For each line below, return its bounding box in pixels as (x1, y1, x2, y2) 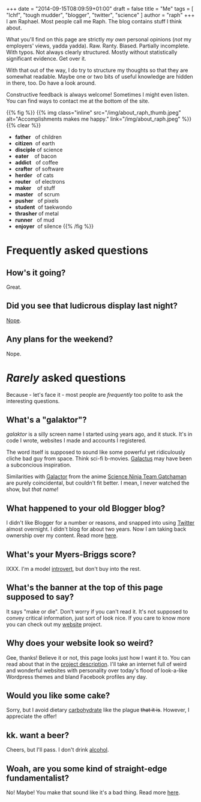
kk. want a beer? (6, 730, 70, 740)
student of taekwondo (14, 204, 73, 211)
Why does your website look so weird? (6, 638, 154, 648)
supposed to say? (6, 592, 74, 602)
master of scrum (14, 191, 60, 197)
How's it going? (6, 267, 66, 278)
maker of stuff (14, 184, 55, 191)
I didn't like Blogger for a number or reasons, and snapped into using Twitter (6, 519, 195, 526)
